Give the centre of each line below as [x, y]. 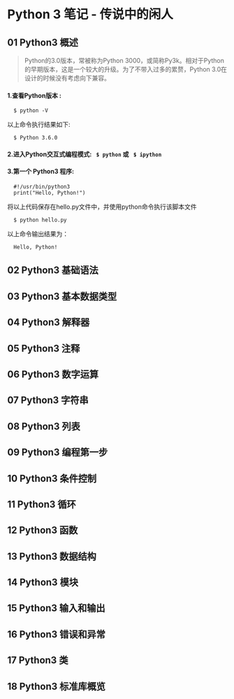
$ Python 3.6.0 [36, 138]
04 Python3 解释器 [49, 323]
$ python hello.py [41, 220]
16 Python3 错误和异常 [57, 634]
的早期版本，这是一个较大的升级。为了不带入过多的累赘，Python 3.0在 [126, 69]
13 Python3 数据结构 [52, 556]
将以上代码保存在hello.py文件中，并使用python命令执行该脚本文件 [102, 207]
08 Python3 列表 [44, 426]
